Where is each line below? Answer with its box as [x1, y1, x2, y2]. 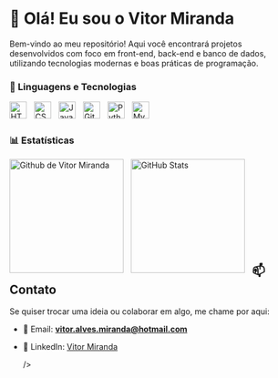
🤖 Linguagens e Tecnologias [9, 80, 137, 93]
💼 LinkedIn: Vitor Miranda [22, 342, 118, 352]
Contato [9, 281, 57, 297]
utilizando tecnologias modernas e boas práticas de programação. [9, 57, 259, 68]
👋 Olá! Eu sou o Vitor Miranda [9, 8, 235, 29]
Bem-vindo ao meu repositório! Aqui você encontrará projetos [9, 38, 242, 49]
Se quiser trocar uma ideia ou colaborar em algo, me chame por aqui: [9, 306, 271, 317]
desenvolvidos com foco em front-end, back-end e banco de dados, [9, 47, 267, 58]
